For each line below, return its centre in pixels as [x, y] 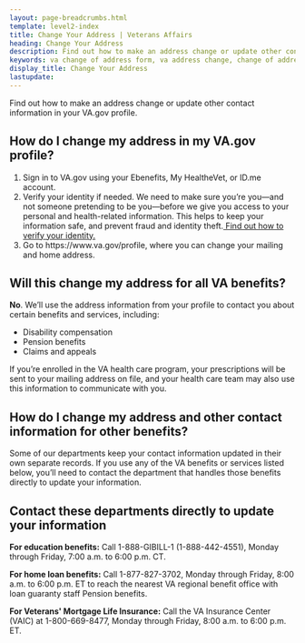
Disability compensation [68, 332]
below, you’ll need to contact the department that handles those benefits [145, 473]
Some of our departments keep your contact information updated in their [146, 453]
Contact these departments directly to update [142, 511]
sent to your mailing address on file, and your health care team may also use [152, 379]
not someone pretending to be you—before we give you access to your [156, 206]
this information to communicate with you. [88, 388]
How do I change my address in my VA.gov [133, 141]
